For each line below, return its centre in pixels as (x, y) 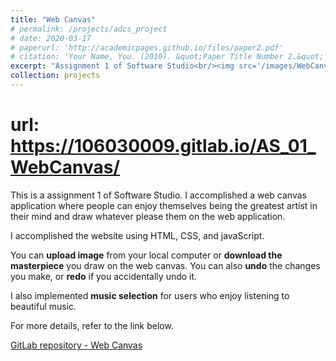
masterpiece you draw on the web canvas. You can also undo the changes (165, 265)
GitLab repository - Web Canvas (76, 345)
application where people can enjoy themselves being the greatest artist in (164, 205)
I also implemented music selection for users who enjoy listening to (150, 295)
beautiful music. (43, 306)
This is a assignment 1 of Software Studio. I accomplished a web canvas (158, 195)
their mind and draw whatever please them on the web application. (148, 216)
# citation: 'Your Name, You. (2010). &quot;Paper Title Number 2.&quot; (167, 57)
